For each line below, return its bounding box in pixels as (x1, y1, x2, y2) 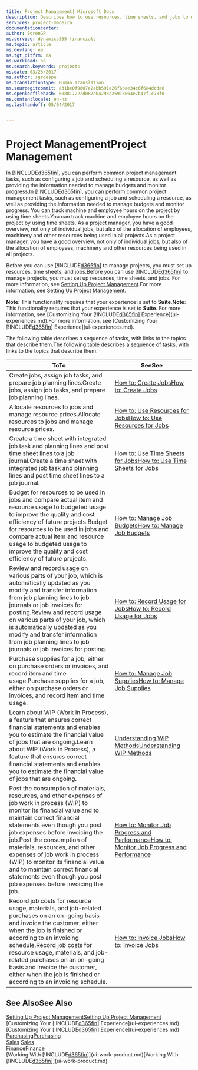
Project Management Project (6, 137, 147, 151)
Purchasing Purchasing (6, 1032, 61, 1039)
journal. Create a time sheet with (9, 457, 97, 465)
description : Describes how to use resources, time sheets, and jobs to (6, 14, 189, 20)
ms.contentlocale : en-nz (6, 96, 67, 102)
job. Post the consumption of (9, 836, 87, 844)
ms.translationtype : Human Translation (6, 80, 104, 86)
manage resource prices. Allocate (9, 410, 101, 419)
